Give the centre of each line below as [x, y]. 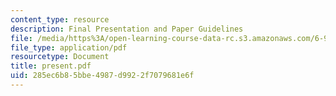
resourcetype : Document [60, 57]
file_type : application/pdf [69, 47]
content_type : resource [60, 19]
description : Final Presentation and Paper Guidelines [127, 29]
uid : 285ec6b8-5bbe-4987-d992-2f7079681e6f [102, 76]
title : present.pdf [51, 66]
